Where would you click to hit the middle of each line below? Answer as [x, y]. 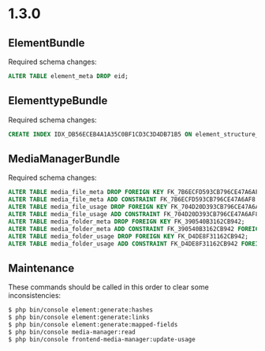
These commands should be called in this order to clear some [108, 287]
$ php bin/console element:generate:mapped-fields [93, 324]
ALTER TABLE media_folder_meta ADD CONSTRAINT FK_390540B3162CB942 [121, 229]
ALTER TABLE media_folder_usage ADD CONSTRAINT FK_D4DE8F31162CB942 [123, 244]
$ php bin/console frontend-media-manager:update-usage [102, 339]
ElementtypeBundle [58, 101]
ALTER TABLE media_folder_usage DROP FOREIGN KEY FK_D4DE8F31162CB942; [128, 236]
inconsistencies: [35, 296]
